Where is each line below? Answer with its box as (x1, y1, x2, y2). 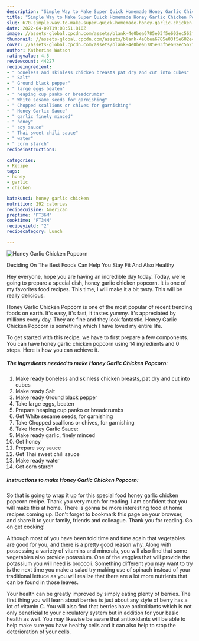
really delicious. (6, 292, 45, 299)
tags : (6, 168, 20, 174)
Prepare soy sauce (15, 444, 61, 451)
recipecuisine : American (6, 206, 68, 212)
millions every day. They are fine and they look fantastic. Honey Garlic (6, 315, 177, 323)
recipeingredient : (6, 63, 52, 70)
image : (6, 31, 23, 37)
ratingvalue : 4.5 (6, 53, 50, 59)
